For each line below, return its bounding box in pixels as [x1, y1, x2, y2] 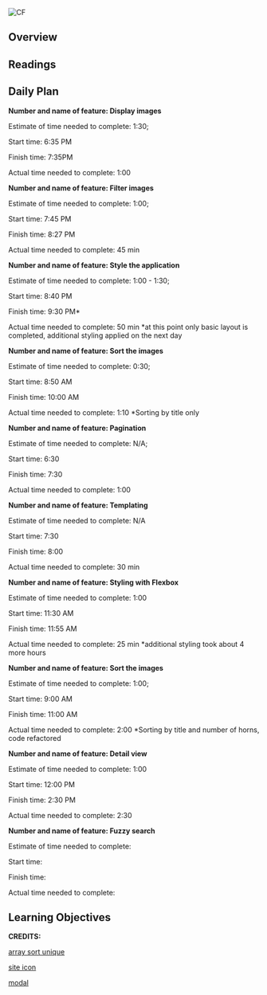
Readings [8, 57, 57, 71]
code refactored [8, 733, 61, 742]
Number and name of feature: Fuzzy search [8, 825, 155, 836]
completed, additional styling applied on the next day [8, 331, 183, 340]
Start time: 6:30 [8, 454, 60, 464]
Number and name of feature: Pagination [8, 423, 147, 433]
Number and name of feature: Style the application [8, 260, 180, 270]
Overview [8, 30, 58, 44]
